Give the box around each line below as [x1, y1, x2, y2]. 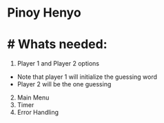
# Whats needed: [7, 37, 108, 53]
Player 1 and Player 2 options [17, 59, 100, 68]
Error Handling [17, 108, 59, 117]
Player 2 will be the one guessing [17, 80, 112, 88]
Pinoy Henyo [7, 5, 81, 21]
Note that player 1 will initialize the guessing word [17, 73, 157, 81]
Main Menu [17, 93, 50, 102]
